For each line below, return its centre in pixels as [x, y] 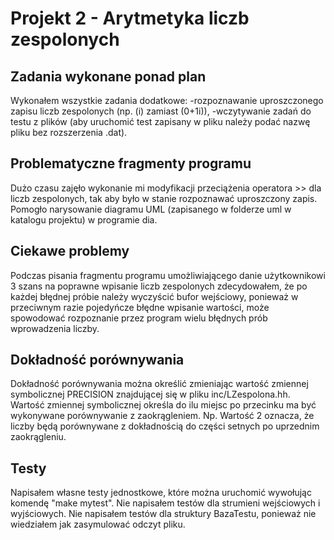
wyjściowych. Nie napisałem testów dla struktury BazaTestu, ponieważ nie [163, 514]
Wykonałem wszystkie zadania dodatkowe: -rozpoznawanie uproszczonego [167, 100]
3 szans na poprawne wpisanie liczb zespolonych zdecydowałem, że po [159, 286]
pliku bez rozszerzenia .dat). [69, 132]
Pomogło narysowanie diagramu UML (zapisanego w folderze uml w [151, 209]
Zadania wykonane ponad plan [108, 76]
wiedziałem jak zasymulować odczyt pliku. [98, 524]
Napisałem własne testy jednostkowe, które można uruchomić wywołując [161, 493]
